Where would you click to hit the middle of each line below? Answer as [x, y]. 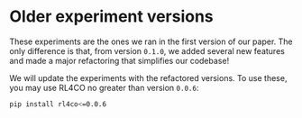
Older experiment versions [111, 17]
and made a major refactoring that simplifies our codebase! [119, 60]
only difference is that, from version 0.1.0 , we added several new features [147, 50]
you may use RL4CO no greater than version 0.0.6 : [104, 87]
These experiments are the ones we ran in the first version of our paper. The [151, 41]
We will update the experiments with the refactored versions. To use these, [148, 77]
